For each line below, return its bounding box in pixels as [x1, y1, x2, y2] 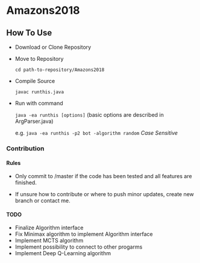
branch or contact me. [14, 197, 70, 205]
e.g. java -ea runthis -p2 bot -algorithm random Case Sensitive [14, 129, 178, 136]
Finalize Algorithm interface [14, 224, 84, 232]
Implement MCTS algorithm [14, 237, 84, 244]
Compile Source [14, 78, 55, 84]
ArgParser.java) [14, 118, 54, 125]
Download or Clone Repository [14, 43, 92, 51]
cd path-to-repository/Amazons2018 [14, 67, 105, 73]
